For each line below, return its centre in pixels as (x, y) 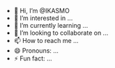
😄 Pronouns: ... (36, 51)
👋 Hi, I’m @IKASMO (41, 11)
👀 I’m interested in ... (43, 18)
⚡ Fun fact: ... (33, 58)
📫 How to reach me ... (46, 41)
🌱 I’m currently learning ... (51, 25)
